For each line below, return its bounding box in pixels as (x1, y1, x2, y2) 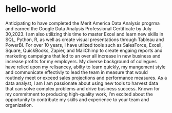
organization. (5, 102, 33, 108)
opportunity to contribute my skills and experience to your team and (5, 96, 149, 103)
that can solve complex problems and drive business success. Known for (5, 85, 160, 91)
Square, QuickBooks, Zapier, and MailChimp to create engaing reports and (5, 47, 163, 53)
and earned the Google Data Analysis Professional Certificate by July (5, 25, 152, 31)
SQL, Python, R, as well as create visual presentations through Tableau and (5, 36, 164, 43)
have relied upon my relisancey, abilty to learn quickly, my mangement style (5, 64, 166, 70)
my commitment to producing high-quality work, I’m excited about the (5, 91, 153, 97)
